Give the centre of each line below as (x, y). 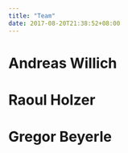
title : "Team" (32, 16)
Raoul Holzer (52, 99)
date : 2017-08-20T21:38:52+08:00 (64, 23)
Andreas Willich (63, 63)
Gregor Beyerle (60, 137)
